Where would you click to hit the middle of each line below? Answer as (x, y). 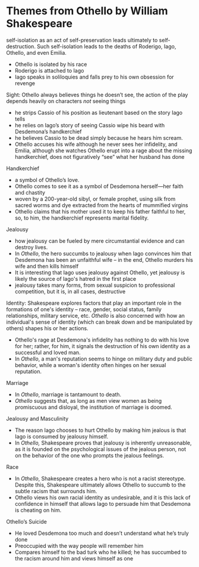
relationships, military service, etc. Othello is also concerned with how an (96, 315)
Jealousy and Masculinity (37, 418)
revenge (25, 83)
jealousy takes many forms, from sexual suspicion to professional (95, 285)
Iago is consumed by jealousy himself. (61, 436)
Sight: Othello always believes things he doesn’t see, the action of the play (97, 95)
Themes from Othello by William (87, 11)
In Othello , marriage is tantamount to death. (68, 394)
